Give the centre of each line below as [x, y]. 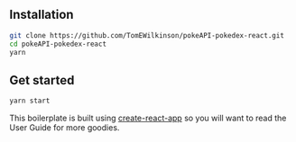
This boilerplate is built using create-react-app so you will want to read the [148, 118]
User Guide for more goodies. [65, 128]
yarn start [30, 101]
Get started [42, 80]
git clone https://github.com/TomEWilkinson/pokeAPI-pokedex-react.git [147, 35]
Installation [42, 15]
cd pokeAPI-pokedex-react [58, 44]
